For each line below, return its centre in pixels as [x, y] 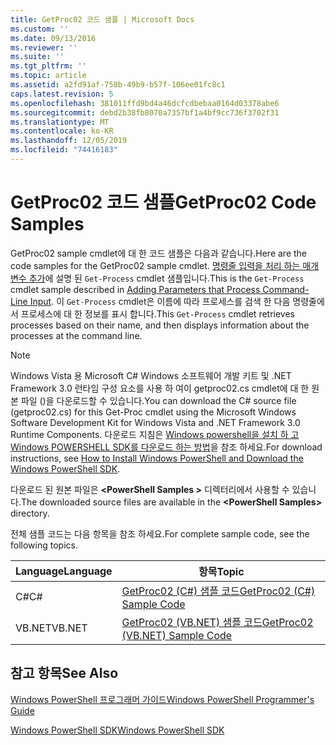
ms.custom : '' [40, 29]
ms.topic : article [48, 76]
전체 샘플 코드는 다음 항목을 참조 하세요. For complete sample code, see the [160, 533]
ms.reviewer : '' [44, 47]
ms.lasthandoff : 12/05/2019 [69, 141]
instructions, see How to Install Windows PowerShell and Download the [157, 458]
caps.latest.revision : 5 [62, 94]
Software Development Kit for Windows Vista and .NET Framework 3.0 [155, 422]
